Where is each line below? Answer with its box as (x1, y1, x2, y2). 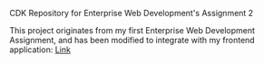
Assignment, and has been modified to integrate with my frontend (9, 35, 256, 45)
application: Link (9, 44, 71, 55)
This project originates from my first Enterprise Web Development (9, 25, 256, 35)
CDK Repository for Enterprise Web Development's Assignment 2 (9, 8, 254, 18)
